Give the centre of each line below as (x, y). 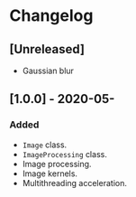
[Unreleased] (47, 49)
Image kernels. (50, 174)
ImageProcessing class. (65, 154)
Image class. (45, 145)
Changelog (51, 16)
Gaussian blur (48, 70)
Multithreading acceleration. (75, 183)
